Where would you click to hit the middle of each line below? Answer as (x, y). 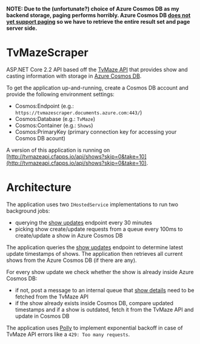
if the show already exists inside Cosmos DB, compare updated (94, 303)
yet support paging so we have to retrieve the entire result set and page (98, 22)
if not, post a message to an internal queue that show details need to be (105, 290)
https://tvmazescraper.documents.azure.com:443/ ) (78, 112)
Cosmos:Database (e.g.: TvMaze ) (55, 119)
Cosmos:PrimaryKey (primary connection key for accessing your (96, 132)
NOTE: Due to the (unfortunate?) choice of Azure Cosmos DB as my (93, 9)
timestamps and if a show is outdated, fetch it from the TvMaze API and (104, 309)
